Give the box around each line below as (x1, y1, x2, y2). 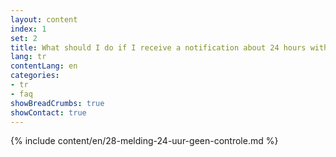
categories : (10, 71, 60, 81)
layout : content (10, 14, 78, 25)
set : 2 (10, 33, 38, 43)
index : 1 (10, 24, 47, 34)
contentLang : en (10, 61, 78, 71)
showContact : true (10, 107, 87, 118)
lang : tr (10, 52, 47, 62)
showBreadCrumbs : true (10, 98, 105, 108)
